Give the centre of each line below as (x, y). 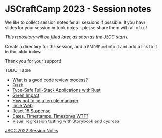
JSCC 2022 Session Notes (32, 130)
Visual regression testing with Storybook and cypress (65, 121)
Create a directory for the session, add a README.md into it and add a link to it (81, 46)
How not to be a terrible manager (45, 100)
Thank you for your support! (33, 61)
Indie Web (22, 105)
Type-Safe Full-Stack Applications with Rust (56, 90)
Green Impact (26, 95)
